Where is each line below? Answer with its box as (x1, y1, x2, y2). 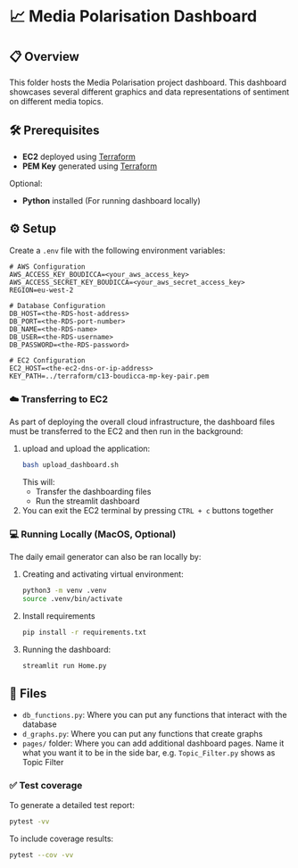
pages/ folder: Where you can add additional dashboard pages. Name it (21, 738, 285, 749)
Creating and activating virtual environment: (21, 569, 185, 580)
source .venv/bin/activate (21, 594, 123, 603)
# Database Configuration (9, 301, 105, 310)
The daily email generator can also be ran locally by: (9, 552, 202, 563)
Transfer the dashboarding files (35, 486, 152, 497)
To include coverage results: (9, 833, 114, 844)
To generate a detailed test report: (9, 799, 136, 810)
